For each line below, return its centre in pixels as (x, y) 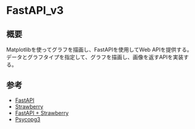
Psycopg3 (27, 119)
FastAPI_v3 (35, 10)
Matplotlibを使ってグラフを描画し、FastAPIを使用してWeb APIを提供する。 (99, 49)
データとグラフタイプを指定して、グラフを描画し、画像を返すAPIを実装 (95, 57)
